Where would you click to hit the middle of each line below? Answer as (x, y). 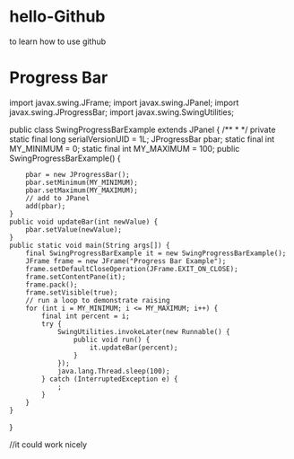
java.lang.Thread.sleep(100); (113, 371)
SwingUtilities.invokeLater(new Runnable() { (143, 331)
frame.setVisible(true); (72, 292)
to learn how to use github (58, 41)
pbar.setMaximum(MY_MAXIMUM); (82, 190)
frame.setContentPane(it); (76, 277)
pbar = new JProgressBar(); (78, 174)
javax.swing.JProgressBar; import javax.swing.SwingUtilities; (122, 112)
